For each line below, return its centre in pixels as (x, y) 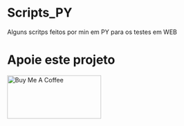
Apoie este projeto (61, 60)
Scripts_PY (40, 13)
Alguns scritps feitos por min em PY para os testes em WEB (92, 32)
